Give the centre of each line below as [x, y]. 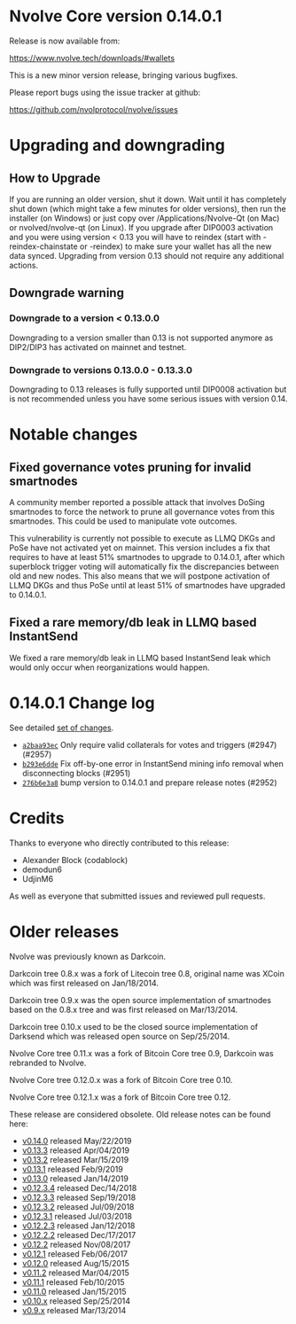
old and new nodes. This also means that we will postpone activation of [140, 576]
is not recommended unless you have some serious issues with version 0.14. [148, 398]
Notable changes [74, 435]
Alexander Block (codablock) [75, 860]
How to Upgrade [55, 178]
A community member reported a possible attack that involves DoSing [137, 502]
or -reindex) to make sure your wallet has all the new [175, 246]
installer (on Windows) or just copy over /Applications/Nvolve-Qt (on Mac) [144, 218]
